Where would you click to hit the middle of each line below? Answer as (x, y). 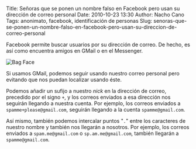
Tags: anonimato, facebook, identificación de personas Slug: (79, 21)
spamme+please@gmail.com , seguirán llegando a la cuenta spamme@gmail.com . (96, 110)
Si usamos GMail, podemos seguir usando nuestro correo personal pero (93, 73)
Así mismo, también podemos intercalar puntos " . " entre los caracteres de (96, 121)
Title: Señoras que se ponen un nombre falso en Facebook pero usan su (93, 8)
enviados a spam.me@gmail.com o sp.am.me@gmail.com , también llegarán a (92, 133)
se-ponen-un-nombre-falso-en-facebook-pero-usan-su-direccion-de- (92, 27)
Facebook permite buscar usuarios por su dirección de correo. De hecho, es (98, 44)
